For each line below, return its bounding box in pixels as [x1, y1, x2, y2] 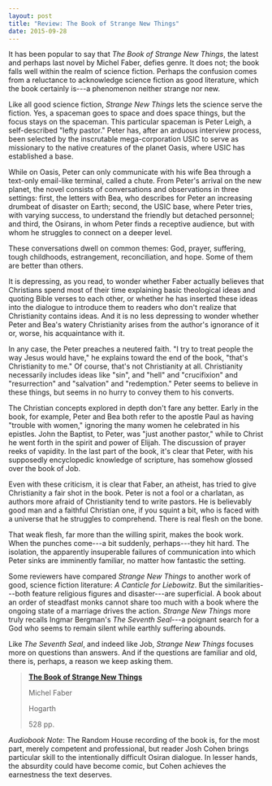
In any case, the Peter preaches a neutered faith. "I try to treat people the [8, 344, 253, 354]
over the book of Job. [8, 464, 81, 474]
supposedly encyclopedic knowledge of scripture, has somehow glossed [8, 455, 253, 465]
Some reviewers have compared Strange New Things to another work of [8, 571, 251, 582]
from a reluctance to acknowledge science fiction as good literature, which [8, 75, 259, 85]
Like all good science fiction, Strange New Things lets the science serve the [8, 99, 262, 110]
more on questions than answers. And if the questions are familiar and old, [8, 648, 257, 657]
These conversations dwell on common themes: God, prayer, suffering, [8, 243, 246, 253]
